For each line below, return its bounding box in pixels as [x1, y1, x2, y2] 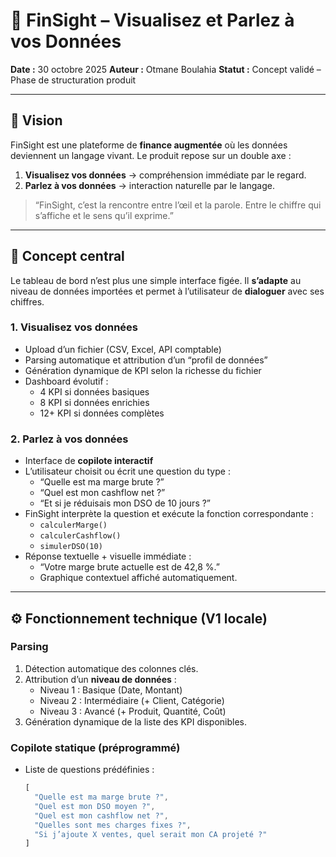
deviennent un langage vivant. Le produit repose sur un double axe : [10, 149, 292, 161]
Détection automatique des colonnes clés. [24, 662, 199, 674]
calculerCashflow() [39, 531, 122, 541]
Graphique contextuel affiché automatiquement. [39, 572, 238, 584]
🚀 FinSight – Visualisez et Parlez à [10, 9, 295, 32]
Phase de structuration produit [10, 74, 137, 86]
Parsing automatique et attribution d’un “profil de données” [24, 354, 268, 366]
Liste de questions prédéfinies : [24, 764, 155, 776]
